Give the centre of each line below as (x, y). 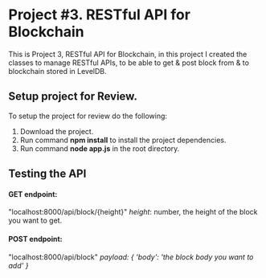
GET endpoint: (33, 194)
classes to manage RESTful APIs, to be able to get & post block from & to (129, 63)
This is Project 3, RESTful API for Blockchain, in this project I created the (128, 54)
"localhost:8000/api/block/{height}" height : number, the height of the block (133, 212)
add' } (18, 265)
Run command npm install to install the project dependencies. (123, 140)
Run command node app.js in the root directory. (100, 148)
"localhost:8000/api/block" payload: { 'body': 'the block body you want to (131, 257)
